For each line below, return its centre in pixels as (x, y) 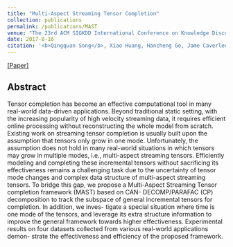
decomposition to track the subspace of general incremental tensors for (110, 199)
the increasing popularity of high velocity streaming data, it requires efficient (116, 118)
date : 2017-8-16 (31, 39)
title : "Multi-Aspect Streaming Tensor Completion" (83, 13)
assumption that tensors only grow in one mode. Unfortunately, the (103, 140)
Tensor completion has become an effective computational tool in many (110, 104)
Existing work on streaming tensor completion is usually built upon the (107, 133)
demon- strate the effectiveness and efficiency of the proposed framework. (115, 236)
